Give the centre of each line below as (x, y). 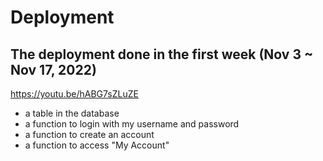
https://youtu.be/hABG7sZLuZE (74, 94)
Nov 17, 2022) (53, 69)
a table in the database (72, 113)
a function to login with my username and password (132, 124)
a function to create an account (89, 134)
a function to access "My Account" (97, 145)
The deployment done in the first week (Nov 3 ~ (162, 54)
